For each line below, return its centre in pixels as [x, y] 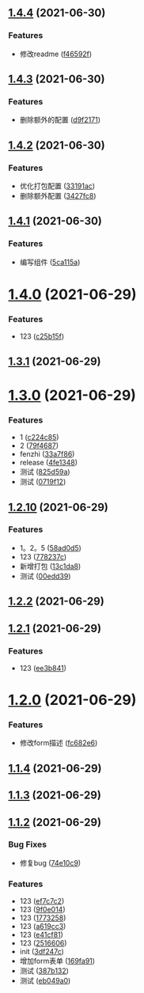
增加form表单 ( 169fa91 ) [57, 961]
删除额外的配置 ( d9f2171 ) [60, 120]
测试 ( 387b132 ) [44, 971]
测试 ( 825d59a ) [45, 472]
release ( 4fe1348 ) [48, 463]
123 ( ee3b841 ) [43, 668]
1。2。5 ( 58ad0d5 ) [50, 548]
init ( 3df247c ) [42, 952]
